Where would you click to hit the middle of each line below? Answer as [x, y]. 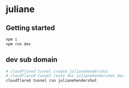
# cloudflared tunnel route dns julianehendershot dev [65, 76]
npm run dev [18, 44]
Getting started [30, 28]
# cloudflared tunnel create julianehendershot [57, 71]
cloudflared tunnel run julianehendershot [51, 81]
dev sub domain [32, 60]
